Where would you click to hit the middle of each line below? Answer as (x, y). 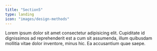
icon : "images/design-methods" (37, 19)
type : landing (20, 14)
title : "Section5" (24, 10)
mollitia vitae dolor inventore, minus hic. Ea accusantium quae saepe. (75, 44)
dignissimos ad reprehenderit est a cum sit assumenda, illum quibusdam (78, 38)
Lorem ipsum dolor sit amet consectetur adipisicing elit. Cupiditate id (75, 33)
